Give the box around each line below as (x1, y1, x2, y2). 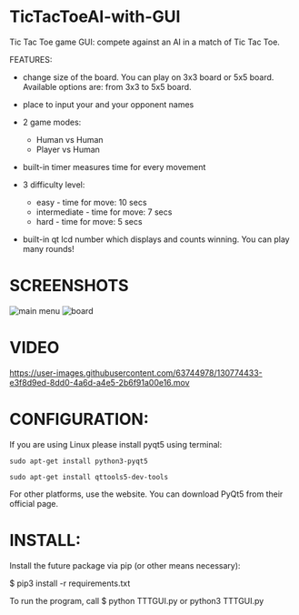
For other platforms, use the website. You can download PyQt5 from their (9, 489, 284, 499)
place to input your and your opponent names (22, 98, 194, 110)
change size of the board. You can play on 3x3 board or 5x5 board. (22, 71, 274, 83)
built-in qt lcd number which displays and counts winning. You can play (22, 234, 290, 245)
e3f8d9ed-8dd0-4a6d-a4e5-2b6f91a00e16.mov (9, 377, 190, 388)
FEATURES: (9, 54, 53, 65)
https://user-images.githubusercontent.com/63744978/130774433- (9, 367, 263, 378)
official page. (9, 498, 59, 509)
